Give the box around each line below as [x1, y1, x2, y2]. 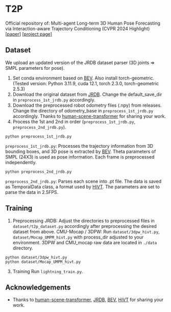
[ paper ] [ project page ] [5, 31, 53, 37]
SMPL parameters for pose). [5, 65, 65, 71]
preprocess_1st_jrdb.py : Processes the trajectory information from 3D [5, 143, 154, 149]
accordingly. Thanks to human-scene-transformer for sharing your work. [12, 113, 166, 119]
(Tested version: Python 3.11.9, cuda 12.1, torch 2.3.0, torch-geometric [12, 80, 159, 86]
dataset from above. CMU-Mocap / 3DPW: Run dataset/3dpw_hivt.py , [12, 228, 160, 235]
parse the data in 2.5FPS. [5, 189, 59, 195]
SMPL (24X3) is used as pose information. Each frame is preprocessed [5, 153, 155, 160]
